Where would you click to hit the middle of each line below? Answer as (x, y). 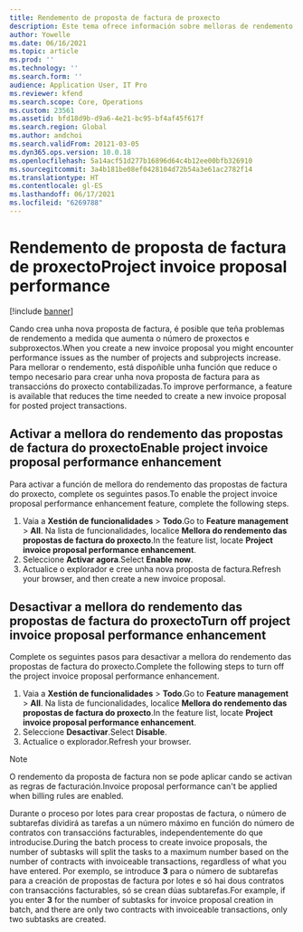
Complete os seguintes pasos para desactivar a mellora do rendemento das (151, 657)
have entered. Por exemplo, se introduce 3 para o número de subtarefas (144, 871)
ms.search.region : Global (58, 128)
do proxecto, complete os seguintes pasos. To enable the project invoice (143, 493)
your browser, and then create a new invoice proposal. (124, 578)
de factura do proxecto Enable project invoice (139, 448)
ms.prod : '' (32, 60)
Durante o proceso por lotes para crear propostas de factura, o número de (148, 813)
